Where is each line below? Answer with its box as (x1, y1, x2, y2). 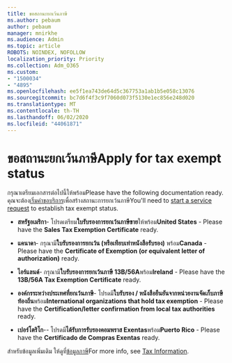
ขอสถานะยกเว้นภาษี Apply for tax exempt (7, 150, 222, 166)
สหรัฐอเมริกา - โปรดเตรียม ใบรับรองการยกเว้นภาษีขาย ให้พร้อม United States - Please (17, 217, 223, 226)
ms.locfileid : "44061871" (7, 120, 82, 128)
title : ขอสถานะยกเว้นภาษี (7, 10, 68, 17)
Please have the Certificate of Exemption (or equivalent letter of (17, 247, 206, 255)
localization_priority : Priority (7, 56, 105, 63)
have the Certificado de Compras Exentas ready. (17, 334, 160, 342)
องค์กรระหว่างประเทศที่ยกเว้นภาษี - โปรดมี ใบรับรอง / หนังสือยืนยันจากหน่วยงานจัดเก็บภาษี (17, 289, 224, 298)
